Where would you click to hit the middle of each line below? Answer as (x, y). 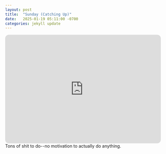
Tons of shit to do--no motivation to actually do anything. (63, 146)
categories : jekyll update (33, 23)
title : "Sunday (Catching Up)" (38, 14)
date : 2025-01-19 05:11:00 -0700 (42, 19)
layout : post (19, 10)
